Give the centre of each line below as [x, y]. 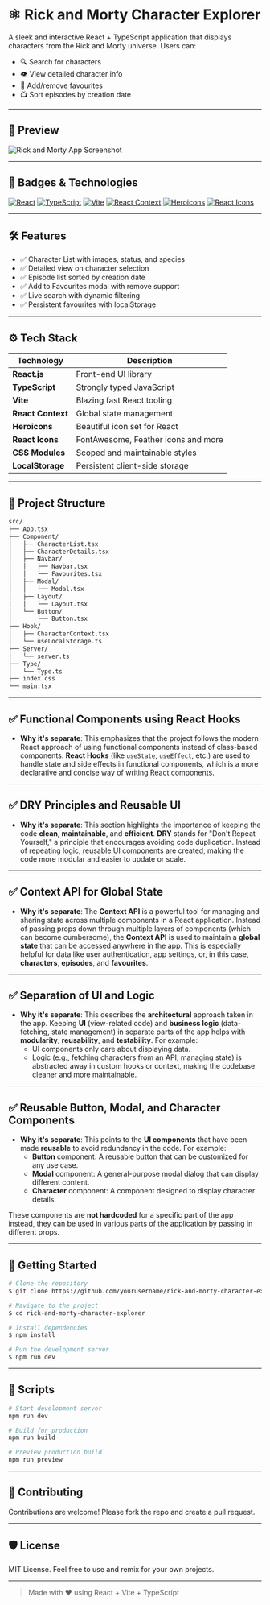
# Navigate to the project [53, 1305]
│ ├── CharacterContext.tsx [59, 634]
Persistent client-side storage [132, 466]
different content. [61, 1182]
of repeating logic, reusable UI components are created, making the [132, 850]
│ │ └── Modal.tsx [46, 589]
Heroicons [33, 427]
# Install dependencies [48, 1328]
